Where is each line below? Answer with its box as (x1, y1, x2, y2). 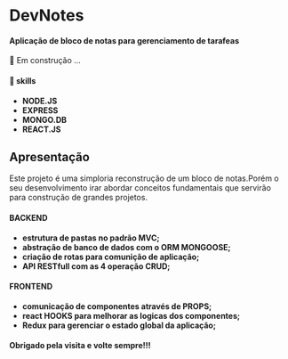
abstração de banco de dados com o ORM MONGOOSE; (21, 241, 231, 252)
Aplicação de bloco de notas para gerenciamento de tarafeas (9, 35, 240, 45)
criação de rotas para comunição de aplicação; (21, 251, 200, 262)
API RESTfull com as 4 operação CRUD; (21, 260, 171, 272)
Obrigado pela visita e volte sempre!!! (9, 340, 151, 351)
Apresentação (9, 149, 91, 165)
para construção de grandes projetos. (9, 192, 148, 203)
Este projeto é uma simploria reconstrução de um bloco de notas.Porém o (9, 173, 279, 184)
